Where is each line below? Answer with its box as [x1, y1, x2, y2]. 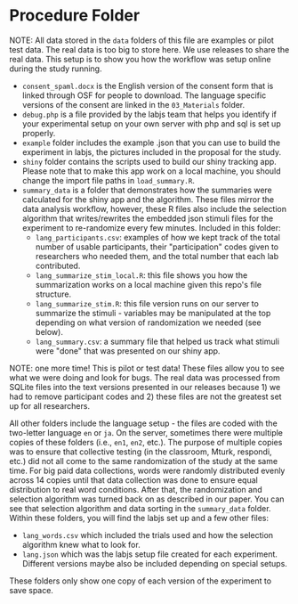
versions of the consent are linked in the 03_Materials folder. [21, 99, 246, 110]
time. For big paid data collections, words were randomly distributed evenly [9, 465, 286, 476]
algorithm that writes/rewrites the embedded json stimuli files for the [21, 213, 274, 224]
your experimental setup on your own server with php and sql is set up [21, 118, 282, 129]
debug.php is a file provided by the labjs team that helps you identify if [21, 109, 278, 119]
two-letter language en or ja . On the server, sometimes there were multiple [9, 427, 283, 437]
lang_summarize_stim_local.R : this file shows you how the [35, 269, 248, 281]
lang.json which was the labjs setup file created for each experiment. [21, 549, 278, 559]
